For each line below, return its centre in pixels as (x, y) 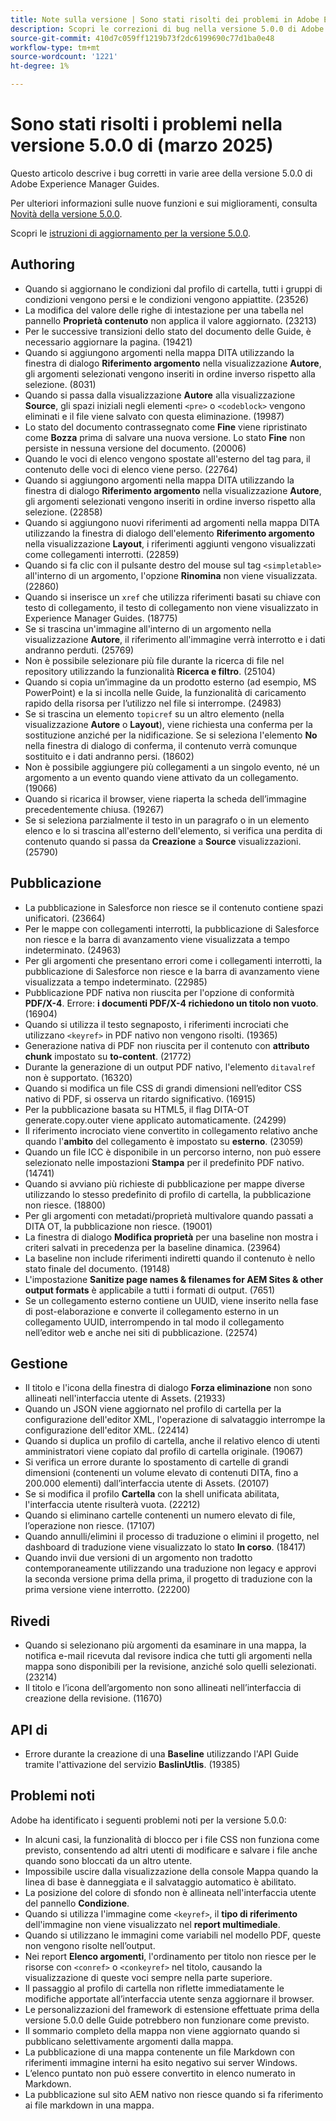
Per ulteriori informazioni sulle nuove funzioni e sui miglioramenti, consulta (164, 203)
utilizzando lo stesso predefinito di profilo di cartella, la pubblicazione (168, 1194)
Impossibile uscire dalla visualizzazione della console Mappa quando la (171, 1871)
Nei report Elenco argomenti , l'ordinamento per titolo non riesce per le (170, 1956)
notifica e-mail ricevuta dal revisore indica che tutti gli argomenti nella (168, 1656)
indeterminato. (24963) (73, 950)
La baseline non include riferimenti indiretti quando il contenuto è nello (170, 1258)
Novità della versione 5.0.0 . (66, 213)
